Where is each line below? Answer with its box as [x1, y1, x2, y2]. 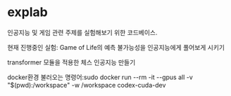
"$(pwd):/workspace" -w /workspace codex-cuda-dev [7, 81, 166, 89]
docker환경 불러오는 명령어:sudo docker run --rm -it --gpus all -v [7, 73, 194, 81]
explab [7, 4, 48, 20]
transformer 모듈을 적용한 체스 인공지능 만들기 [7, 57, 136, 67]
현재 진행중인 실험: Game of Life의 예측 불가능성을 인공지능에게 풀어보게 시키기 [7, 43, 225, 51]
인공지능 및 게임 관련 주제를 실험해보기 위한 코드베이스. [7, 28, 158, 36]
